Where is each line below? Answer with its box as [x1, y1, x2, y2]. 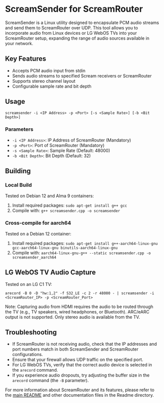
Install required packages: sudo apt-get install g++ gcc [12, 202, 127, 208]
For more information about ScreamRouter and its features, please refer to [5, 387, 155, 393]
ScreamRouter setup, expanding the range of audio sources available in [5, 35, 150, 41]
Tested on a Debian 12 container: [5, 231, 71, 237]
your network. [5, 40, 33, 46]
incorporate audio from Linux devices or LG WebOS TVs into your [5, 30, 137, 36]
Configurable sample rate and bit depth [12, 83, 92, 89]
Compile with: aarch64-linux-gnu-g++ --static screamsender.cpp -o [12, 250, 151, 256]
